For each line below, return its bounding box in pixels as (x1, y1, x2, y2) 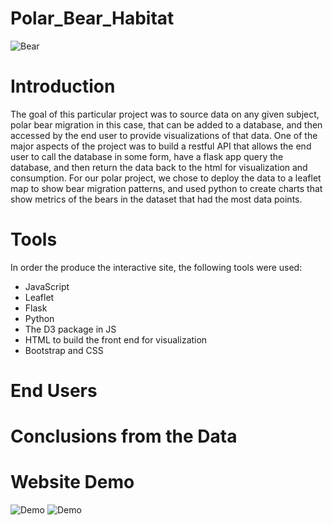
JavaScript (24, 280, 70, 292)
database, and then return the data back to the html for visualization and (10, 161, 308, 173)
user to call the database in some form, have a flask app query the (10, 150, 284, 162)
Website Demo (10, 471, 135, 494)
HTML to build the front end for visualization (24, 333, 208, 346)
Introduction (10, 75, 116, 98)
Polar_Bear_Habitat (10, 7, 175, 30)
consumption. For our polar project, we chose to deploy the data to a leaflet (10, 172, 322, 184)
